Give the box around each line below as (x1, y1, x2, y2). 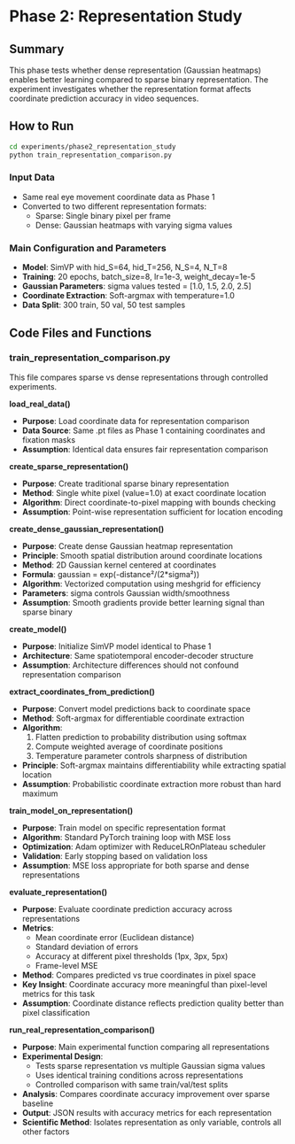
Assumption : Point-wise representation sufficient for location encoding (21, 506, 283, 517)
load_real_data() (9, 398, 71, 409)
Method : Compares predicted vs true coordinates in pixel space (21, 970, 257, 980)
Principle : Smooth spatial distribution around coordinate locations (21, 550, 263, 560)
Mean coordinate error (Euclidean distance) (35, 931, 195, 942)
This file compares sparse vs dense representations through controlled (9, 372, 268, 383)
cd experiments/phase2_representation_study (9, 142, 176, 151)
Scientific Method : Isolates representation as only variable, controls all (21, 1117, 282, 1127)
